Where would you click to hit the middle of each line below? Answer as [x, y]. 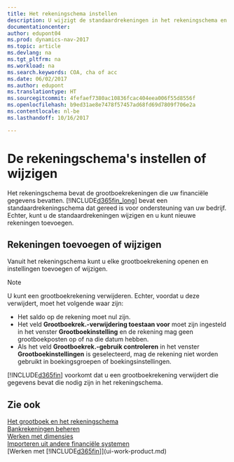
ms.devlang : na [29, 53]
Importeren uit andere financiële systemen [68, 444]
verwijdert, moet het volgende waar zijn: [66, 303]
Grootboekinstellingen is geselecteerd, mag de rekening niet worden [118, 354]
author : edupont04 [34, 33]
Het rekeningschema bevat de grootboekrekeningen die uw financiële [108, 192]
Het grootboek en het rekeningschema [63, 421]
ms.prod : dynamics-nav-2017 [48, 40]
